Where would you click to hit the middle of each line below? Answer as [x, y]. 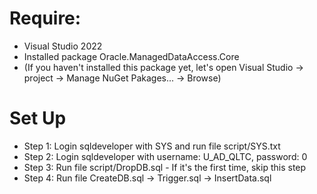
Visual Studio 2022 [63, 46]
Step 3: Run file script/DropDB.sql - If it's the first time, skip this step [165, 167]
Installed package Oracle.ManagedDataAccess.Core [131, 56]
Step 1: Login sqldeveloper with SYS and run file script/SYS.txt [152, 146]
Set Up [38, 118]
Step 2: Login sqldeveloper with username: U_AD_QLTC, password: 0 [165, 156]
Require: [45, 18]
